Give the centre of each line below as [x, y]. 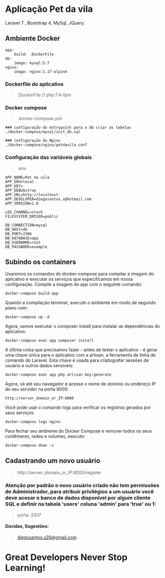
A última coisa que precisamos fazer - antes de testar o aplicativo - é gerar [82, 350]
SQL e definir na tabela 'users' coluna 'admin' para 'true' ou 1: [81, 504]
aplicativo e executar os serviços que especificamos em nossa [69, 279]
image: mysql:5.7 [32, 63]
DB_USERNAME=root [23, 242]
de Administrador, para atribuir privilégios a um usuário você [80, 492]
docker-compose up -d [27, 317]
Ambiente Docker [33, 38]
